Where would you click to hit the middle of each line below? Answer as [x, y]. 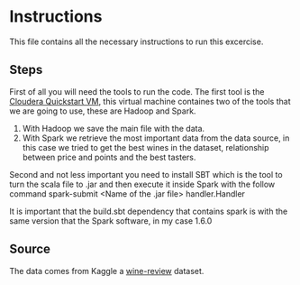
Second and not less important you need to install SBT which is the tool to [146, 174]
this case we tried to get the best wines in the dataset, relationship [145, 147]
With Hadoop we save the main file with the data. [114, 128]
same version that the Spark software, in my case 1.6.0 [111, 221]
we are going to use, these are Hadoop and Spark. [103, 111]
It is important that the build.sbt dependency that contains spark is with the [149, 211]
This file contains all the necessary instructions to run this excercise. [136, 41]
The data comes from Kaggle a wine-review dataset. [107, 271]
